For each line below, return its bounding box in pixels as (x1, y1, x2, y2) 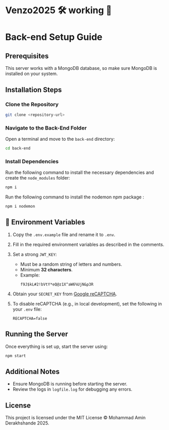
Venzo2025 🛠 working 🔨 (5, 5, 112, 16)
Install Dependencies (5, 158, 59, 165)
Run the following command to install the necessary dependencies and (5, 169, 154, 175)
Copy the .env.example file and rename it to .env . (12, 231, 116, 238)
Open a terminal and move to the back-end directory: (5, 136, 115, 142)
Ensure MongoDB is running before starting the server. (12, 381, 128, 387)
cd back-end (5, 146, 31, 151)
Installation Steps (5, 85, 62, 94)
